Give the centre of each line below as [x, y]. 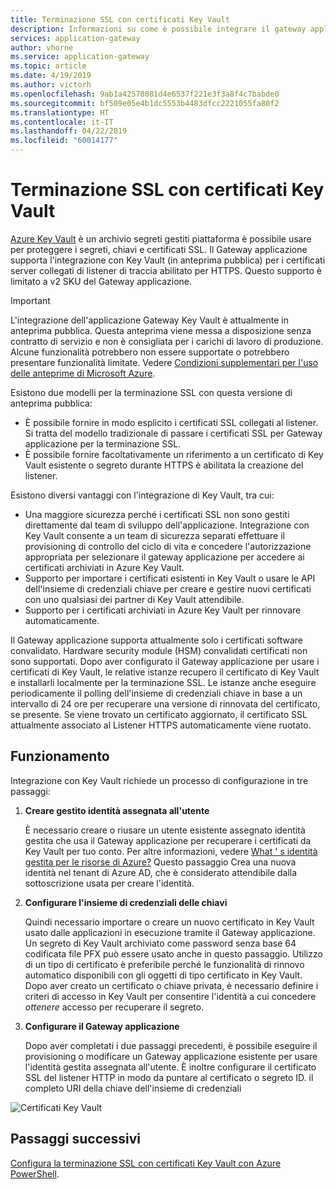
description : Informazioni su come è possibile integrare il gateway [158, 29]
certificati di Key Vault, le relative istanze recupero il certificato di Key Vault [165, 672]
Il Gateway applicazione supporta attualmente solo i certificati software [156, 640]
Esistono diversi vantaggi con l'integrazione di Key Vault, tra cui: [142, 495]
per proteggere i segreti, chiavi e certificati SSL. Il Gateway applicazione [159, 249]
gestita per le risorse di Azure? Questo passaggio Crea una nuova [160, 862]
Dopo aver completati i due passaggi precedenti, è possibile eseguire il [171, 1045]
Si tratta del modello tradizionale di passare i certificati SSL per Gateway [173, 433]
